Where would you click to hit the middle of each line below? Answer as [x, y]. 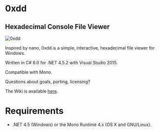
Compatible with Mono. [29, 72]
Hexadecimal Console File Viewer [57, 27]
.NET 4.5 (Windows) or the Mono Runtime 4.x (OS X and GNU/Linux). [82, 124]
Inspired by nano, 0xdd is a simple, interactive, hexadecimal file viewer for [80, 48]
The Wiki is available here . [32, 91]
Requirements [34, 111]
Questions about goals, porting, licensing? [48, 82]
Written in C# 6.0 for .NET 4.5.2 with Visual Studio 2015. [61, 63]
